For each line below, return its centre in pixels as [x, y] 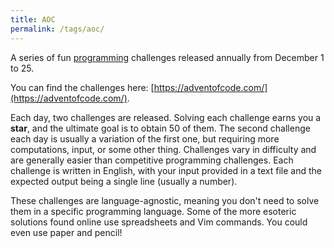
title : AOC [33, 19]
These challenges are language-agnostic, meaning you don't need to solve [165, 200]
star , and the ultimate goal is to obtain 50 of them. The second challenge [160, 128]
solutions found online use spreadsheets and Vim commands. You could [159, 222]
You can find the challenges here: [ [82, 87]
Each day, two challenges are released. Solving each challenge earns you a [166, 117]
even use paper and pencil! [66, 232]
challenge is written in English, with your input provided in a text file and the [166, 170]
